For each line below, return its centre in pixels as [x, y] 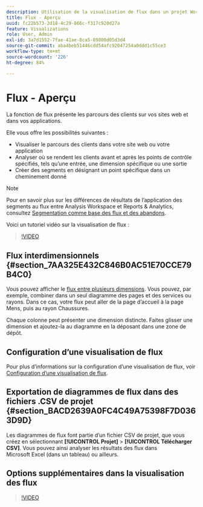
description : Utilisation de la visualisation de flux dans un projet [97, 12]
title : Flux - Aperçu [34, 18]
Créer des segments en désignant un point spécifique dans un [92, 170]
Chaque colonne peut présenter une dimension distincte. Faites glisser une [100, 320]
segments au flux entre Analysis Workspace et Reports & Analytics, [90, 207]
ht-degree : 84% [25, 62]
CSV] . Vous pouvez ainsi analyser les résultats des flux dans [82, 448]
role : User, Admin [29, 35]
